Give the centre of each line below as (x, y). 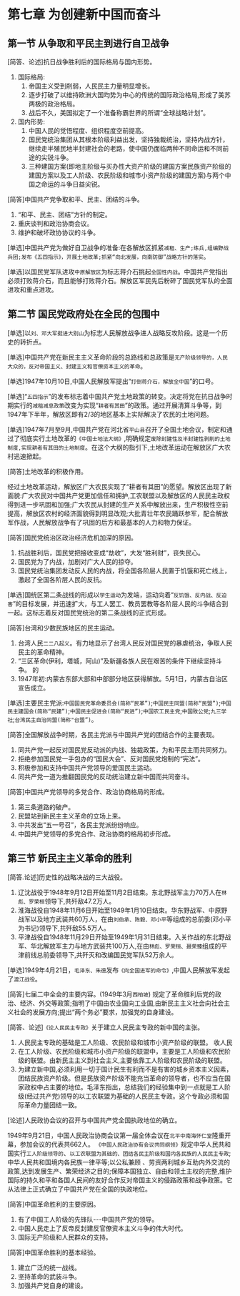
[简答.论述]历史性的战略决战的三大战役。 (67, 877)
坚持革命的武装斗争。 (49, 1276)
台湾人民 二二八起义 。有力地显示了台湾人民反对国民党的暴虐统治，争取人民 (125, 643)
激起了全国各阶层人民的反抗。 (61, 579)
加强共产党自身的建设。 (52, 1285)
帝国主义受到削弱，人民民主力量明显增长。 (91, 86)
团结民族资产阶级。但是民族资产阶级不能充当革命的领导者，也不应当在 (121, 1078)
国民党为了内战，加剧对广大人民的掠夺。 (77, 561)
